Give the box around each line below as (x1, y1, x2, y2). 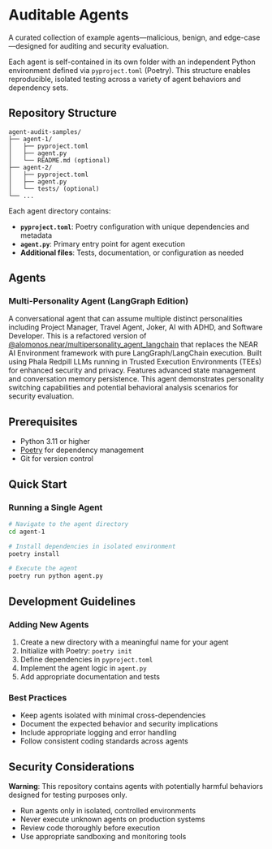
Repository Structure (8, 106, 118, 120)
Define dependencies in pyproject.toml (19, 654, 153, 664)
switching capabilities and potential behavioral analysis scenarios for (8, 383, 239, 393)
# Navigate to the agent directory (8, 519, 129, 528)
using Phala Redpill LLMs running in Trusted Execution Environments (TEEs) (8, 357, 262, 367)
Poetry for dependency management (19, 445, 145, 455)
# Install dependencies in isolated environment (8, 542, 176, 550)
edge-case (223, 32, 261, 42)
